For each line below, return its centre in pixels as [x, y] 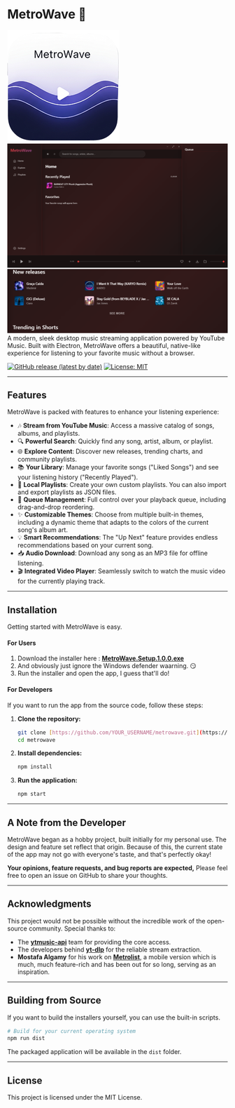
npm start [32, 794]
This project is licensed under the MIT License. [75, 1097]
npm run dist [26, 1039]
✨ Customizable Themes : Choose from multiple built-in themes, [111, 514]
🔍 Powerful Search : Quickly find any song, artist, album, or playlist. [115, 441]
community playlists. [47, 460]
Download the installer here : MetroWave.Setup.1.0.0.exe [100, 658]
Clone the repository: [49, 719]
